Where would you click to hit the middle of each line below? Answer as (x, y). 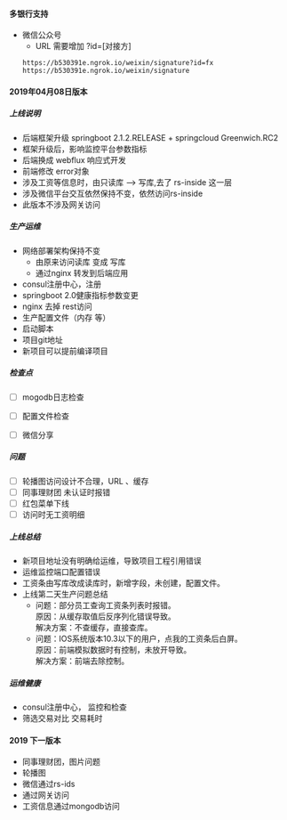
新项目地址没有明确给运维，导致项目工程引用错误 (112, 561)
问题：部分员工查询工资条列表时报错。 (105, 605)
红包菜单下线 (45, 503)
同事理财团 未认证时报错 (66, 492)
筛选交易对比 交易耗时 (62, 719)
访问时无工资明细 (53, 515)
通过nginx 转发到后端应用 (82, 272)
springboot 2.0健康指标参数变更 (80, 295)
